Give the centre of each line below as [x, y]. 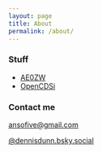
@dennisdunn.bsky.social [51, 140]
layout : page [30, 16]
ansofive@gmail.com [43, 125]
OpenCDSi [38, 85]
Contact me [32, 107]
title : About [30, 24]
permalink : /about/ [41, 31]
